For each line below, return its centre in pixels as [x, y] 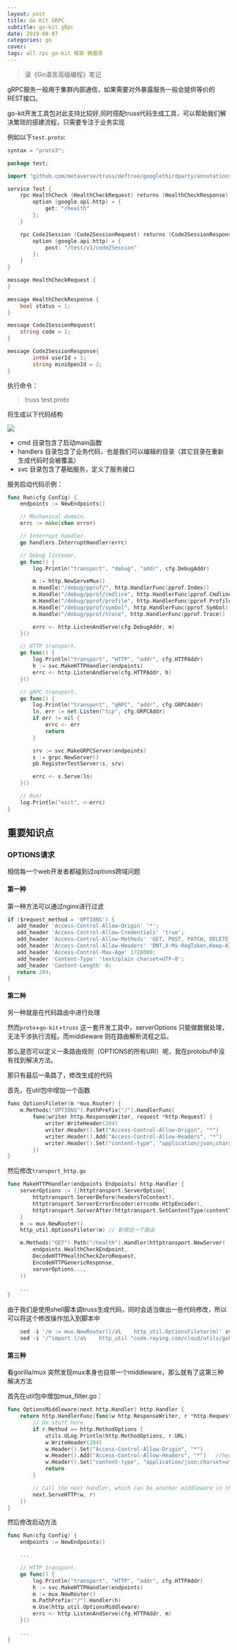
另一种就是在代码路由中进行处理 [54, 1013]
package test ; [28, 163]
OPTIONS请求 [31, 854]
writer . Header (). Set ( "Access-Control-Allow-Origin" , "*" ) [132, 1130]
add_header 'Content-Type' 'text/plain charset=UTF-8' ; [101, 959]
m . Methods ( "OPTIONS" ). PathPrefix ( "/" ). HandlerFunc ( [97, 1110]
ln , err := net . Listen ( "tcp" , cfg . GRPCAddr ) [99, 711]
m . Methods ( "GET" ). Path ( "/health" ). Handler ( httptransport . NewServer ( [123, 1243]
